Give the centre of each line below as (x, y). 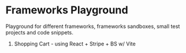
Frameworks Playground (67, 10)
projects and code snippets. (40, 32)
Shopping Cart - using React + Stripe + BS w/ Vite (75, 44)
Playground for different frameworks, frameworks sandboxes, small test (93, 26)
